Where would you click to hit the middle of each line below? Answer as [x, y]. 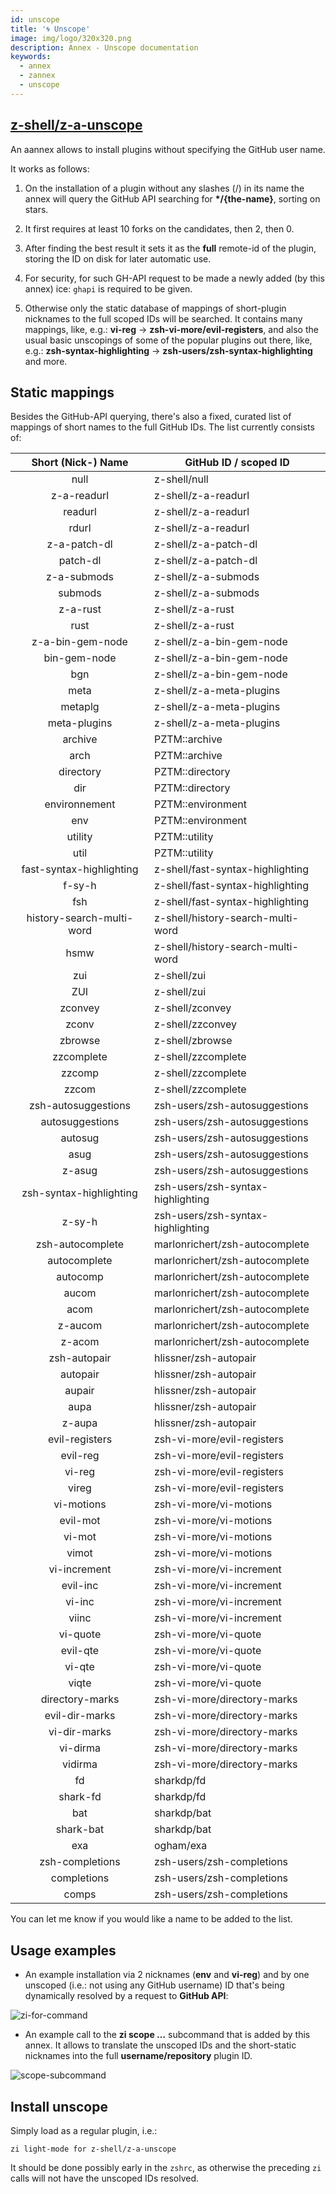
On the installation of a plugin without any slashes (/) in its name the [164, 188]
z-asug [80, 1171]
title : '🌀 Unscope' [50, 29]
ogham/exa [181, 1846]
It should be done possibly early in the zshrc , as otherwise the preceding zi [166, 2167]
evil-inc [80, 1586]
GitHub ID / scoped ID [237, 463]
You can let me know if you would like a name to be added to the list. [151, 1919]
